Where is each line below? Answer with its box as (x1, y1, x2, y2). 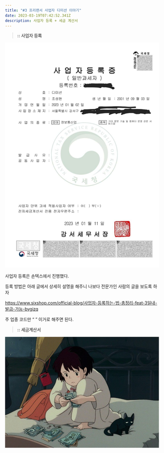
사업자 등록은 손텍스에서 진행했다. (5, 273, 69, 279)
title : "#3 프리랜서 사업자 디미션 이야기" (5, 8, 82, 13)
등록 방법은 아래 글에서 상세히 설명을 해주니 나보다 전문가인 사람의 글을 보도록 (5, 283, 152, 289)
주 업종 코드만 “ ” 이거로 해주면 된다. (5, 316, 74, 322)
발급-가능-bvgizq (5, 306, 39, 312)
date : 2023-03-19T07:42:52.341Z (5, 13, 71, 18)
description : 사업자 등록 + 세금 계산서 (5, 18, 78, 23)
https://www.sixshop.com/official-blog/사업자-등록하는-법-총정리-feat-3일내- (5, 300, 158, 305)
